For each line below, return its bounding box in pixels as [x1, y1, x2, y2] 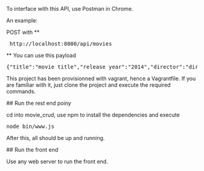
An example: [6, 17, 38, 24]
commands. [6, 88, 36, 95]
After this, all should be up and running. [6, 135, 105, 141]
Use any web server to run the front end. [6, 158, 108, 165]
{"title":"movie [6, 64, 55, 70]
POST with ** [6, 29, 40, 36]
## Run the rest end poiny [6, 99, 72, 107]
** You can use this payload [6, 52, 76, 59]
